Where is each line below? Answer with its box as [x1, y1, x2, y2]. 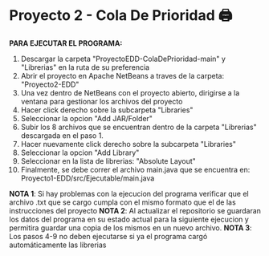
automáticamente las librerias [9, 240, 107, 250]
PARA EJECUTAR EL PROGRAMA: [9, 38, 123, 48]
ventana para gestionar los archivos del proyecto [20, 96, 183, 106]
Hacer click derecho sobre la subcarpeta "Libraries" [20, 105, 194, 115]
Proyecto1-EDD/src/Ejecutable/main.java [20, 173, 155, 183]
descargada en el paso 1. [20, 130, 104, 140]
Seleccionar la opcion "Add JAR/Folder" [20, 113, 153, 123]
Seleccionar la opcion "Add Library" [20, 148, 140, 157]
